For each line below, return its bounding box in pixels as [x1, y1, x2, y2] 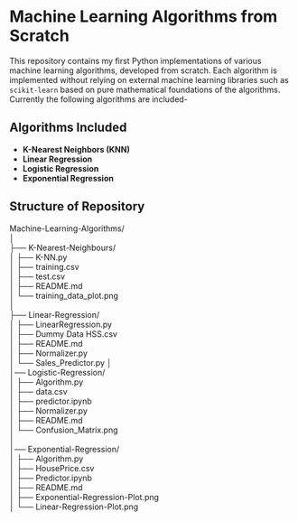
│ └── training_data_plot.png [9, 290, 119, 301]
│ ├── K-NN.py [9, 251, 68, 263]
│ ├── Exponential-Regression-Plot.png [9, 491, 160, 502]
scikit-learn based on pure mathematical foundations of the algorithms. [9, 84, 281, 95]
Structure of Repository [9, 199, 145, 214]
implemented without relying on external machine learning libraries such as [9, 74, 289, 85]
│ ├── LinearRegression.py [9, 319, 113, 330]
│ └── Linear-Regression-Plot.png [9, 501, 139, 512]
